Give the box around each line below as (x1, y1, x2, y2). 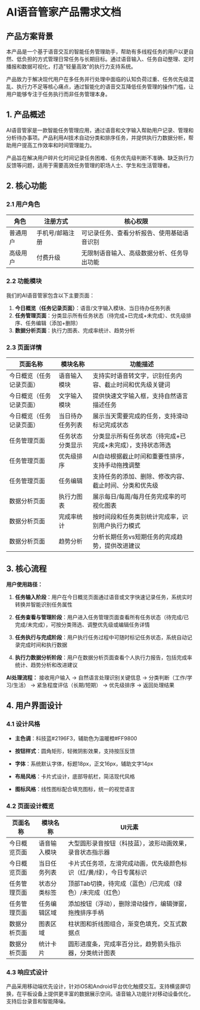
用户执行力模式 (98, 521, 141, 530)
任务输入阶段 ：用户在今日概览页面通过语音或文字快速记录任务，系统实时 (14, 593, 192, 600)
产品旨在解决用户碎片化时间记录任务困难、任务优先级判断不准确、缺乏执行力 (6, 154, 194, 161)
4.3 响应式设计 (6, 968, 48, 976)
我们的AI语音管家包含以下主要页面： (6, 292, 95, 299)
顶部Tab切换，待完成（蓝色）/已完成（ (68, 879, 177, 888)
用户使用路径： (6, 580, 43, 588)
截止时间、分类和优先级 (92, 481, 159, 490)
